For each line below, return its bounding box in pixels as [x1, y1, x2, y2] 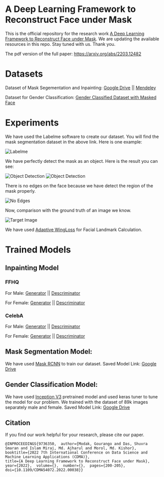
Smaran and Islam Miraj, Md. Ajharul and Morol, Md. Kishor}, [5, 446, 137, 451]
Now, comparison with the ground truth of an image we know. [5, 207, 132, 213]
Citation [5, 419, 31, 427]
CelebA [5, 312, 24, 319]
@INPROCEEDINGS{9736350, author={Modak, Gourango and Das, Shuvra [5, 442, 148, 447]
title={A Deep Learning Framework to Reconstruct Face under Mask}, [5, 459, 150, 464]
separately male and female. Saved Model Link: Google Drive [5, 404, 130, 410]
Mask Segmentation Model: [5, 348, 93, 356]
